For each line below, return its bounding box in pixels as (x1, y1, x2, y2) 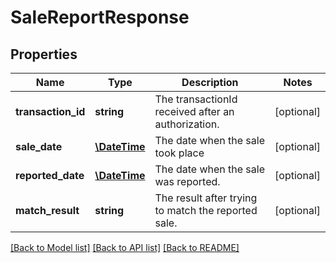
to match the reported (154, 204, 258, 217)
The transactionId (154, 92, 238, 106)
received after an (154, 105, 235, 118)
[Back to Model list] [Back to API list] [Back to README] (10, 242, 240, 253)
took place (154, 146, 205, 160)
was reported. (154, 175, 221, 188)
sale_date (15, 140, 63, 153)
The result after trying (154, 191, 258, 205)
